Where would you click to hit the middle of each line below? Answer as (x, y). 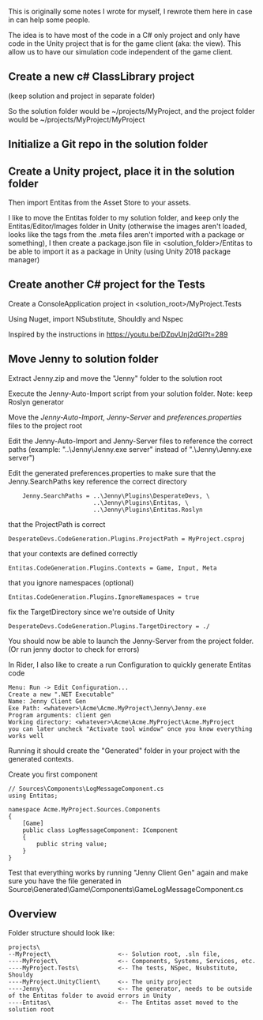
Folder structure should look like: (62, 933)
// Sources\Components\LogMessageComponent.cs (86, 789)
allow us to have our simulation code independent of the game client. (120, 52)
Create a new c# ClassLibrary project (101, 77)
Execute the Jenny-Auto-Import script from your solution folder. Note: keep (130, 393)
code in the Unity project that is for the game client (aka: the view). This (125, 43)
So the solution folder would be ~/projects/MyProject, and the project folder (131, 111)
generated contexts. (41, 758)
